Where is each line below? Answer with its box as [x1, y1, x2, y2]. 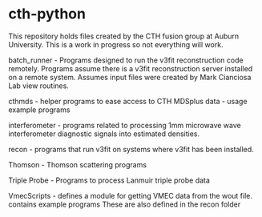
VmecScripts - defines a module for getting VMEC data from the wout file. [8, 191, 253, 200]
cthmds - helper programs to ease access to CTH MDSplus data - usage [8, 96, 248, 106]
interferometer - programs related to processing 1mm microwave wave [8, 120, 242, 130]
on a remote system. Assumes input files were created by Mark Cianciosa [8, 72, 252, 82]
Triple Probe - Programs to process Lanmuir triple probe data [8, 175, 211, 185]
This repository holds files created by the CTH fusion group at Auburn [8, 31, 240, 41]
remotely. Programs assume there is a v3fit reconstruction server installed [8, 63, 253, 73]
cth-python [8, 5, 87, 23]
